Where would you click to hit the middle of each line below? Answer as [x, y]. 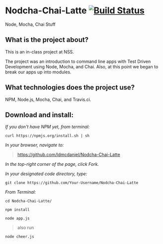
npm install [17, 210]
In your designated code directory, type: [46, 174]
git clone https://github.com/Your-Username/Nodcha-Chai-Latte [72, 183]
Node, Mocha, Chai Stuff [30, 24]
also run [26, 228]
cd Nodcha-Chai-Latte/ [28, 201]
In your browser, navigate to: [34, 145]
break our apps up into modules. [38, 72]
